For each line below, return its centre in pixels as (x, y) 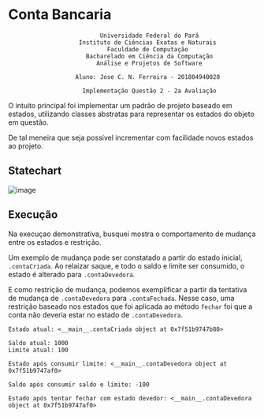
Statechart (35, 171)
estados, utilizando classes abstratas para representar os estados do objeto (131, 114)
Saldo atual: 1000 (38, 343)
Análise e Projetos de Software (149, 63)
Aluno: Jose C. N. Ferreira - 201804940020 (148, 77)
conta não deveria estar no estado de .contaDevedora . (96, 314)
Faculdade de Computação (148, 49)
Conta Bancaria (60, 15)
